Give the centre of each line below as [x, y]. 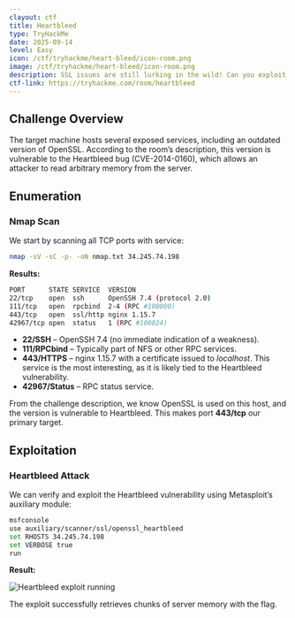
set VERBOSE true [41, 545]
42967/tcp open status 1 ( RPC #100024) [88, 323]
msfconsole [29, 521]
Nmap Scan [34, 221]
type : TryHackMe [39, 34]
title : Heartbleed [43, 26]
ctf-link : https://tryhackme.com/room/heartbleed [102, 83]
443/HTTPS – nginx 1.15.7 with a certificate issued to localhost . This [146, 358]
